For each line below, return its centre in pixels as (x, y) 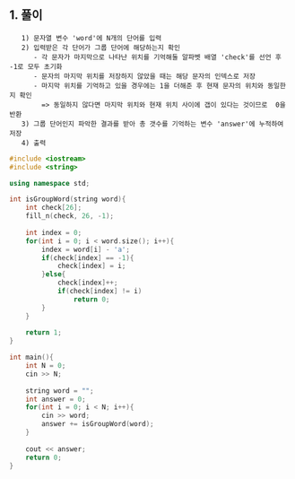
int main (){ (31, 357)
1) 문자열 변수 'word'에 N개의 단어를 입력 (91, 38)
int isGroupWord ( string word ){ (68, 199)
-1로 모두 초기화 (36, 66)
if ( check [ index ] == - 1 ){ (88, 257)
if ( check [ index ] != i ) (100, 292)
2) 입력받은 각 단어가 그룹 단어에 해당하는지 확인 (101, 48)
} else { (54, 274)
